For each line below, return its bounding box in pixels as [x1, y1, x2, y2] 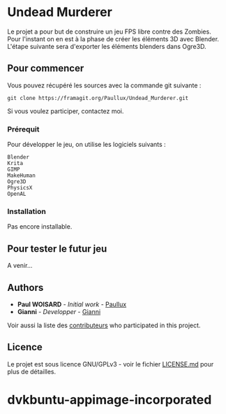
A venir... [7, 262, 33, 270]
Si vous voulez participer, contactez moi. [7, 106, 124, 115]
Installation [7, 206, 47, 216]
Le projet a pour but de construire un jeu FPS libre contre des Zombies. [7, 27, 211, 36]
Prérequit [7, 124, 40, 134]
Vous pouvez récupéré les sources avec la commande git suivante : [7, 81, 202, 90]
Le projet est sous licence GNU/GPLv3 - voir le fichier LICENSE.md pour [7, 359, 214, 368]
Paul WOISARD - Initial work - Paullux [17, 300, 127, 308]
